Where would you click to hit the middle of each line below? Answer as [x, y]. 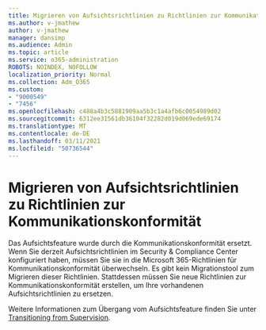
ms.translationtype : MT [47, 126]
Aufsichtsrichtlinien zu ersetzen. [61, 294]
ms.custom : [26, 89]
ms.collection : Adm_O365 [49, 82]
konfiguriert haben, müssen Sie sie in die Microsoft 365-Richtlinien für [123, 260]
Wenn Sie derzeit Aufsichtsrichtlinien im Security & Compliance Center [123, 251]
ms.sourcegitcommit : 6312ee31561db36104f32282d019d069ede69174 [115, 119]
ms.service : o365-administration [63, 60]
